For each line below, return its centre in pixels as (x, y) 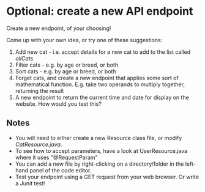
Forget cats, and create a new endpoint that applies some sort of (97, 78)
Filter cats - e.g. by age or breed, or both (66, 65)
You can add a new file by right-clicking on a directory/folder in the (99, 164)
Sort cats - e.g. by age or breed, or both (65, 71)
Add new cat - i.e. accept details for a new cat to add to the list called (103, 52)
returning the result (39, 90)
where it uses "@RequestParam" (56, 157)
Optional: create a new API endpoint (100, 11)
